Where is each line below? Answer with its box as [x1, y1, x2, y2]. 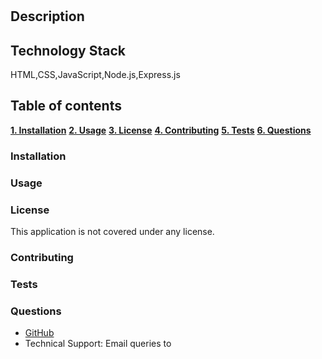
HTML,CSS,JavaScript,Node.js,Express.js [10, 69, 181, 80]
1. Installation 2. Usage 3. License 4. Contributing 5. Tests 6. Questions [10, 124, 312, 136]
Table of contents [10, 98, 122, 115]
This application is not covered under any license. [10, 225, 215, 237]
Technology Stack [10, 42, 126, 59]
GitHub [24, 327, 55, 339]
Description [10, 8, 85, 25]
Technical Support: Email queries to [24, 338, 172, 350]
